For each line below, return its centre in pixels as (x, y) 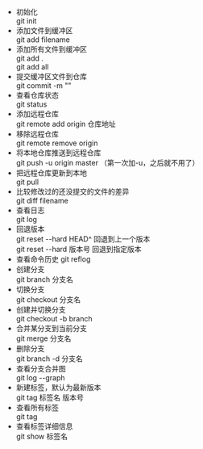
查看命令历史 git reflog (53, 259)
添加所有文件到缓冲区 (51, 49)
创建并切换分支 (41, 310)
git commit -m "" (43, 86)
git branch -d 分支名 (49, 359)
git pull (27, 182)
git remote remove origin (57, 143)
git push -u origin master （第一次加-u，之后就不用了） (108, 163)
